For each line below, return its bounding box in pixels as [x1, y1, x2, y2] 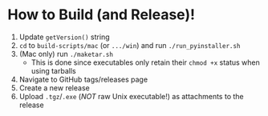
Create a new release [18, 82, 90, 93]
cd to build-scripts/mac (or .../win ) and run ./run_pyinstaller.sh [18, 40, 241, 50]
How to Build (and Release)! [7, 6, 196, 24]
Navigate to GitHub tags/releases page [18, 74, 148, 84]
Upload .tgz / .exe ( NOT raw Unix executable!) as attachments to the [18, 91, 244, 101]
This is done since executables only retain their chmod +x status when [30, 58, 260, 67]
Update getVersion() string [18, 32, 110, 42]
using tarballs [30, 66, 77, 75]
